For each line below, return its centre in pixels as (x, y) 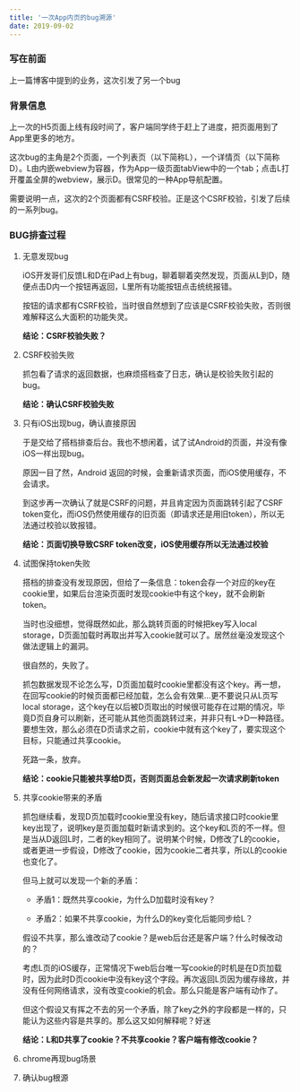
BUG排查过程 (38, 236)
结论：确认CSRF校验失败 (68, 404)
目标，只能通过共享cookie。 (74, 741)
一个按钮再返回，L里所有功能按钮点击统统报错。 (148, 287)
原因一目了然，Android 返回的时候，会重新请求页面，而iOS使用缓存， (150, 472)
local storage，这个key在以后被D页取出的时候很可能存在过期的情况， (150, 707)
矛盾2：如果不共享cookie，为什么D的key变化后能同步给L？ (144, 919)
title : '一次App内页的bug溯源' (63, 17)
